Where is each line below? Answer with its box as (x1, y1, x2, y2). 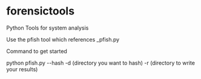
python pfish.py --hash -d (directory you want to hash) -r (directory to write (6, 59, 196, 66)
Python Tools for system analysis (6, 24, 89, 31)
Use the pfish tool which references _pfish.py (6, 36, 120, 43)
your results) (6, 65, 38, 73)
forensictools (6, 4, 74, 18)
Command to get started (6, 47, 68, 55)
